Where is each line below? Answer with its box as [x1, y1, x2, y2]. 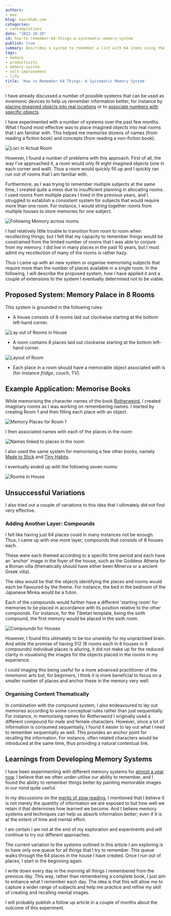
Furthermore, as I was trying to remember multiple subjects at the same [5, 181, 155, 187]
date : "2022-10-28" [5, 31, 47, 36]
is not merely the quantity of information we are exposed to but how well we [5, 800, 165, 806]
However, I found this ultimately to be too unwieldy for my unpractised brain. [5, 635, 166, 641]
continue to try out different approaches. [5, 831, 91, 837]
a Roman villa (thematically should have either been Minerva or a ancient [5, 563, 158, 570]
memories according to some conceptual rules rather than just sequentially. [5, 707, 164, 713]
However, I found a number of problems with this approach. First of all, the [5, 155, 161, 161]
